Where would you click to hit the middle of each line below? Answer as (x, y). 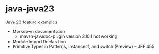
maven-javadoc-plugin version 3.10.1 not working (68, 36)
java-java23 (30, 9)
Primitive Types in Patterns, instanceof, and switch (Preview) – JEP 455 (83, 46)
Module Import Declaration (39, 41)
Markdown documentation (39, 31)
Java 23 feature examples (31, 22)
